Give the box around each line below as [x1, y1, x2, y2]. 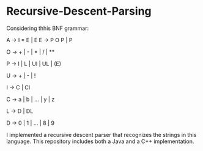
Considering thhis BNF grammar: [6, 24, 89, 32]
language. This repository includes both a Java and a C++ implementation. [6, 138, 194, 145]
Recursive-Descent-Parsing [6, 4, 152, 18]
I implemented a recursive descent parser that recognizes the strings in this [6, 131, 197, 138]
